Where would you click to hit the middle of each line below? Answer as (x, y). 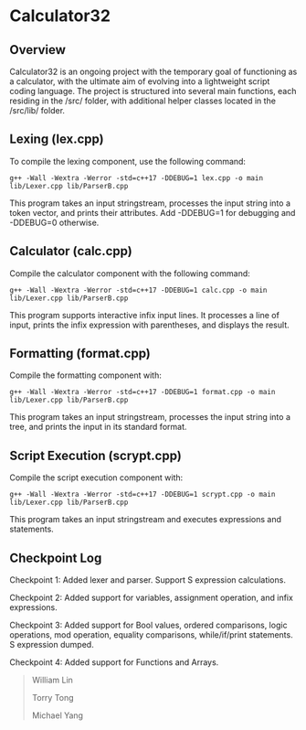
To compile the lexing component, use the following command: (128, 161)
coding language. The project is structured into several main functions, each (153, 91)
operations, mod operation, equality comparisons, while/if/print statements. (152, 635)
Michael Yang (58, 715)
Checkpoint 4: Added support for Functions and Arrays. (114, 662)
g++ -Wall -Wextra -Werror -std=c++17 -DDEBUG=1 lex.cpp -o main (136, 178)
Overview (38, 50)
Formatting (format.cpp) (80, 354)
